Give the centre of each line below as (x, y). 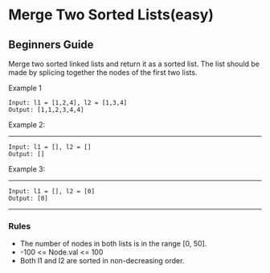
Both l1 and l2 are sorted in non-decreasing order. (102, 261)
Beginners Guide (51, 45)
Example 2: (27, 125)
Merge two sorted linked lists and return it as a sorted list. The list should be (134, 64)
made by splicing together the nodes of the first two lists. (103, 72)
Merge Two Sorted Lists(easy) (111, 15)
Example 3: (27, 169)
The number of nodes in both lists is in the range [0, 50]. (113, 244)
